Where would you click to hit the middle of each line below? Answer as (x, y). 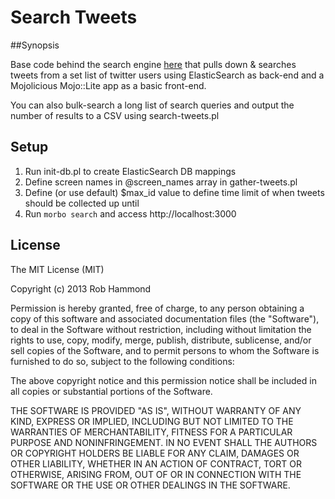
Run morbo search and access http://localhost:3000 (130, 213)
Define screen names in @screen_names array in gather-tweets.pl (161, 182)
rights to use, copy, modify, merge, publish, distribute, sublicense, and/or (161, 340)
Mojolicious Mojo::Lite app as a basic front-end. (108, 85)
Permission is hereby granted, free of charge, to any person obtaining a (157, 308)
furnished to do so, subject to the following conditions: (122, 361)
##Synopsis (35, 45)
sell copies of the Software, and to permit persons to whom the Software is (165, 350)
